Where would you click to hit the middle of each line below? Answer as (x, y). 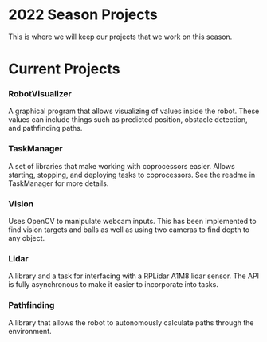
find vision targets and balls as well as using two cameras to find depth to (129, 230)
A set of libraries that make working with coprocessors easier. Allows (122, 166)
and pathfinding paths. (45, 128)
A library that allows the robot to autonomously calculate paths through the (131, 322)
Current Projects (64, 69)
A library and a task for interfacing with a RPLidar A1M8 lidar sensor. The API (134, 276)
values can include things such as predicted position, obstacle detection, (128, 120)
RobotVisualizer (40, 94)
